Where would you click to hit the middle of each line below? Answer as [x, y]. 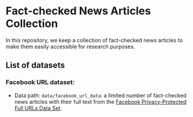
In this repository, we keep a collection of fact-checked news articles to [94, 40]
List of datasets [35, 65]
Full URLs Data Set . [38, 108]
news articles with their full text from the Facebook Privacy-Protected [100, 101]
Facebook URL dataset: [40, 82]
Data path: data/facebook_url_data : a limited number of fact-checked [100, 95]
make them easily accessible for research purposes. [70, 47]
